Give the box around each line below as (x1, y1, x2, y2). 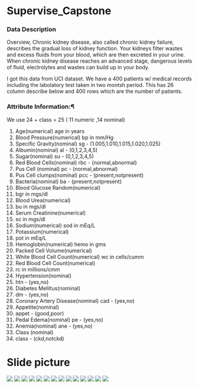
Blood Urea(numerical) (15, 196, 71, 203)
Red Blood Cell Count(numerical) (15, 259, 96, 267)
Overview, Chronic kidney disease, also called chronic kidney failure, (7, 38, 174, 46)
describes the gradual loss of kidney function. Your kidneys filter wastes (7, 45, 183, 52)
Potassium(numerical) (15, 228, 69, 235)
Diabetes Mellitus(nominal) (15, 284, 81, 292)
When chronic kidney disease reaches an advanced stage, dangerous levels (7, 57, 193, 64)
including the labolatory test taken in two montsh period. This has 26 (7, 82, 174, 89)
